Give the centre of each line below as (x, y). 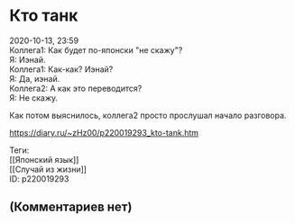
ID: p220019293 (39, 178)
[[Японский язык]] (44, 159)
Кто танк (44, 16)
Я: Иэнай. (28, 59)
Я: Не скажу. (34, 98)
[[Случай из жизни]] (48, 169)
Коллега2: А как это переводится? (76, 88)
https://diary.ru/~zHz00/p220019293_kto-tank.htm (104, 132)
